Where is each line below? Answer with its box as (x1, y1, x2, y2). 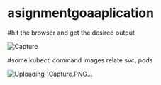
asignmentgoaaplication (7, 5, 155, 21)
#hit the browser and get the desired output (7, 28, 135, 37)
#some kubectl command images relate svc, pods (7, 55, 153, 64)
